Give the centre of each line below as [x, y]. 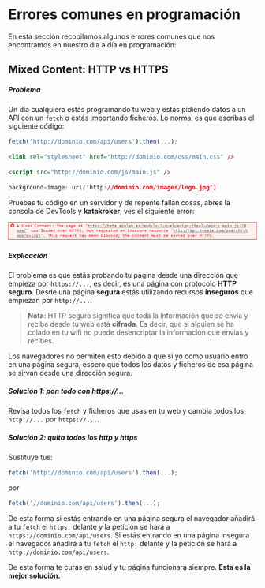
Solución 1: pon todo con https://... [66, 391]
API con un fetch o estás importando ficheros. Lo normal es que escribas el [131, 118]
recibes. [41, 341]
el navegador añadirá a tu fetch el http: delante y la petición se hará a [123, 543]
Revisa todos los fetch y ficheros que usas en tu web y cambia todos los [126, 411]
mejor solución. [34, 575]
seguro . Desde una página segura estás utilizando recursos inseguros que [131, 292]
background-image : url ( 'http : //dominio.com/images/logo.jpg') [112, 187]
